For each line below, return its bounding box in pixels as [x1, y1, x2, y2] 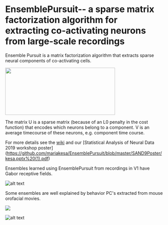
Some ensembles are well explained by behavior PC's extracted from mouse [5, 190, 163, 196]
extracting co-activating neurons [5, 25, 146, 36]
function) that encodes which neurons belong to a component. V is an [5, 124, 149, 130]
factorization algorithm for [5, 14, 118, 26]
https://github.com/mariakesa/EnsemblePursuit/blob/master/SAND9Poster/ [7, 150, 162, 156]
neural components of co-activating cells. [5, 57, 92, 63]
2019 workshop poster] [5, 144, 54, 151]
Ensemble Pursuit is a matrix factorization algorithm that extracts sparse [5, 52, 154, 58]
